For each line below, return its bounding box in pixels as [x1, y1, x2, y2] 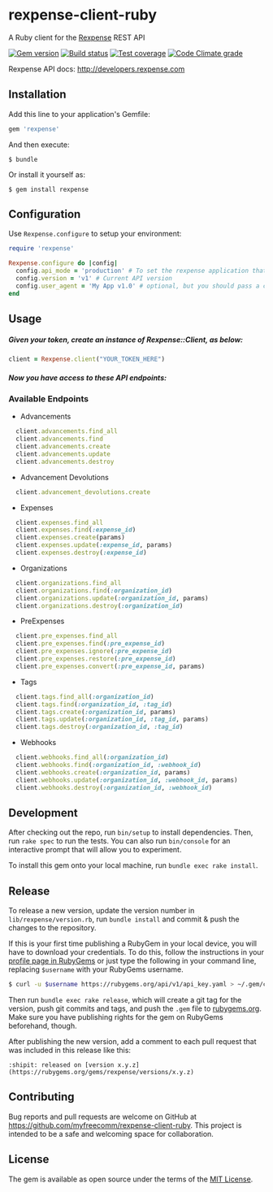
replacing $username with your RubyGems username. [8, 964, 184, 974]
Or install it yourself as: [8, 169, 85, 180]
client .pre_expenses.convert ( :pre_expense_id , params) [15, 662, 206, 670]
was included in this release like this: [8, 1046, 132, 1055]
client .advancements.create [15, 443, 111, 451]
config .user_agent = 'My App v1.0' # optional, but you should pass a [15, 282, 260, 290]
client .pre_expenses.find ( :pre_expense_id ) [15, 639, 165, 648]
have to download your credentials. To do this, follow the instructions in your [8, 947, 264, 957]
